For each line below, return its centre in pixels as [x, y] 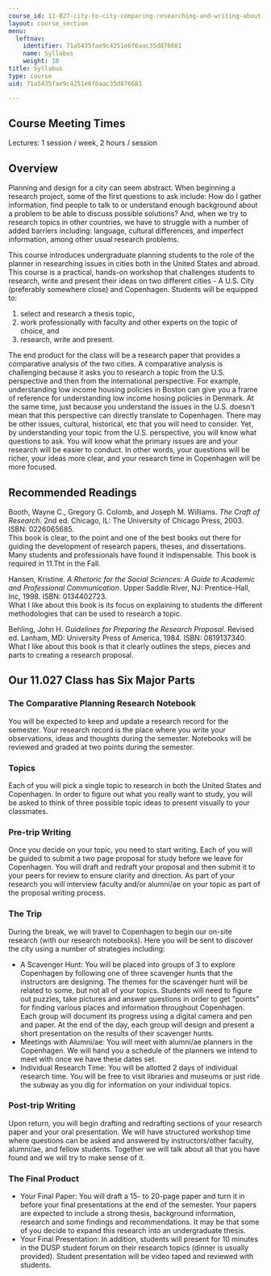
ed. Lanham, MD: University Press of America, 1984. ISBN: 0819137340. [127, 638]
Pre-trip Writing [40, 832]
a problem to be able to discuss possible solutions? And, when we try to [128, 214]
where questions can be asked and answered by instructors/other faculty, [131, 1140]
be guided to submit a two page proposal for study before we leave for [126, 858]
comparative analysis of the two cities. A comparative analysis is [116, 364]
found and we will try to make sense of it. [77, 1157]
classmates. [28, 811]
